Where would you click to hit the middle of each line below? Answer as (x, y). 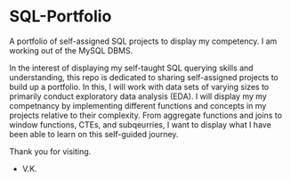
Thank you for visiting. (50, 151)
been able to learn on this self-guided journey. (94, 134)
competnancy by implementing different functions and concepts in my (138, 105)
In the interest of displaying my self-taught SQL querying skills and (131, 68)
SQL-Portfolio (61, 16)
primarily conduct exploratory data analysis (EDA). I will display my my (138, 96)
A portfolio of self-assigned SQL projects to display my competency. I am (143, 41)
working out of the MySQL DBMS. (71, 50)
